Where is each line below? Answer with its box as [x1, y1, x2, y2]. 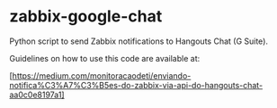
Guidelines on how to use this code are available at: [9, 53, 201, 63]
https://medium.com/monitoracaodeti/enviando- [12, 70, 192, 81]
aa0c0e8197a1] [9, 89, 65, 100]
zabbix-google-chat [9, 6, 163, 27]
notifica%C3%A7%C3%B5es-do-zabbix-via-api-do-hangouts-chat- [9, 79, 264, 90]
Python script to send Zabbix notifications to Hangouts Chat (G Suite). [9, 36, 268, 46]
